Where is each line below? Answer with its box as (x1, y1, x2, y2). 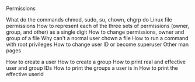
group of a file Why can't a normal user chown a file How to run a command (6, 35, 189, 41)
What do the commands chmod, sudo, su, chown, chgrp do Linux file (6, 16, 172, 23)
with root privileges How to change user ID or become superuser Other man (6, 41, 189, 48)
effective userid (6, 71, 44, 77)
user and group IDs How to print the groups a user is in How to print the (6, 65, 178, 72)
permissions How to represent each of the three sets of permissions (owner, (6, 23, 190, 29)
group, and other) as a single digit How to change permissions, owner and (6, 28, 184, 35)
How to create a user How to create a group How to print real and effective (6, 58, 186, 65)
